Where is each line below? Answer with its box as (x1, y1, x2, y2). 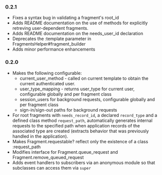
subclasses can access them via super (12, 165, 91, 171)
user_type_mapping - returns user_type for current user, (19, 86, 135, 92)
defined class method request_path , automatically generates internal (12, 117, 153, 123)
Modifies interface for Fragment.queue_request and (12, 149, 118, 155)
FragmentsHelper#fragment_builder (12, 41, 86, 47)
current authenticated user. (19, 80, 76, 86)
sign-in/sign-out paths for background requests (19, 107, 117, 113)
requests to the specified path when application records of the (12, 122, 140, 128)
